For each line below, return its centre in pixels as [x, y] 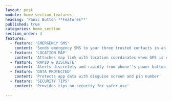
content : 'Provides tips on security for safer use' [72, 86]
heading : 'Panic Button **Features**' [47, 19]
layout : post [19, 10]
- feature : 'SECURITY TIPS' [40, 81]
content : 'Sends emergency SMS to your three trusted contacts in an [90, 48]
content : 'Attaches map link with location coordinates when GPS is [89, 57]
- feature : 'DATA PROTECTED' [41, 72]
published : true [23, 24]
